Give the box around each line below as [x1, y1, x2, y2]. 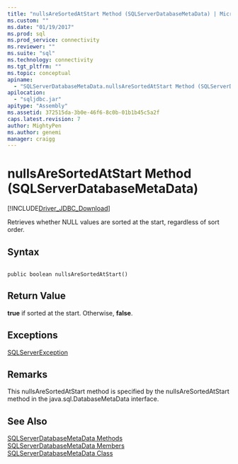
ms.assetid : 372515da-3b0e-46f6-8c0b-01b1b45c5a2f [7, 109, 160, 116]
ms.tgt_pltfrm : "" [7, 63, 62, 70]
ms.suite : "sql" [7, 50, 55, 57]
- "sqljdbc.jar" [13, 96, 62, 103]
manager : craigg [7, 135, 55, 142]
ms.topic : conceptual [7, 69, 72, 76]
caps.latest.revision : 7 [7, 115, 81, 122]
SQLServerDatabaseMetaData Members [7, 441, 125, 450]
